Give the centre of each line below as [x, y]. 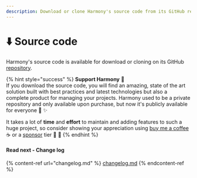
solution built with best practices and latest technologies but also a [87, 92]
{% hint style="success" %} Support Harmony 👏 [65, 79]
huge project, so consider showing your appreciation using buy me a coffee [98, 128]
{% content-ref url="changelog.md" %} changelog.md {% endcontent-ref [95, 163]
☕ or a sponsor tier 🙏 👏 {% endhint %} [52, 134]
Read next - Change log [35, 150]
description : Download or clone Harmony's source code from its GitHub [95, 11]
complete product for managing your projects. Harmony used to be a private [98, 97]
